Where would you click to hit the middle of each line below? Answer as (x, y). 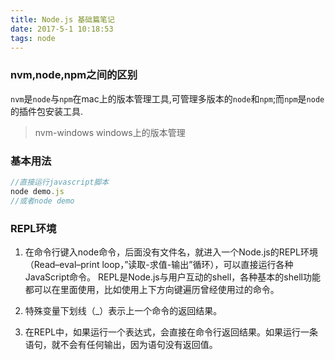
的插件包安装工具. (47, 111)
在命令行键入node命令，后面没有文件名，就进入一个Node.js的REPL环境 (171, 252)
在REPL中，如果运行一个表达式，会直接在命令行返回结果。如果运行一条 (171, 332)
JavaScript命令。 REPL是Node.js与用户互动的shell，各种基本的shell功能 (172, 277)
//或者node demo (42, 201)
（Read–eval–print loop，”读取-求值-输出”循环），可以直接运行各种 (159, 264)
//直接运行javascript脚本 (60, 182)
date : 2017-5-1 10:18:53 (62, 29)
